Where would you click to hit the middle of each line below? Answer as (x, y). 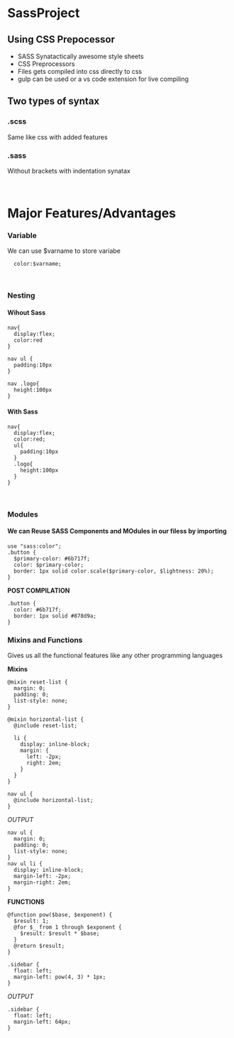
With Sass (23, 412)
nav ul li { (25, 864)
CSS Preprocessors (46, 64)
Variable (22, 236)
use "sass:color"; (34, 546)
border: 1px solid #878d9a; (55, 616)
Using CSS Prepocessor (61, 39)
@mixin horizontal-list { (45, 720)
